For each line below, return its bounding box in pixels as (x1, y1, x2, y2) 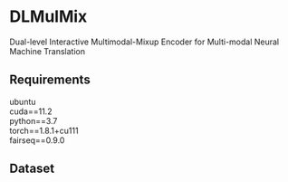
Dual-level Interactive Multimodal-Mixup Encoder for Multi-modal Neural (9, 36, 280, 47)
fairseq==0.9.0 (9, 134, 65, 146)
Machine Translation (9, 45, 86, 56)
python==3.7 (9, 115, 58, 126)
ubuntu (9, 96, 36, 107)
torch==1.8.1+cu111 (9, 125, 79, 136)
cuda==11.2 (9, 106, 53, 117)
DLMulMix (9, 6, 88, 27)
